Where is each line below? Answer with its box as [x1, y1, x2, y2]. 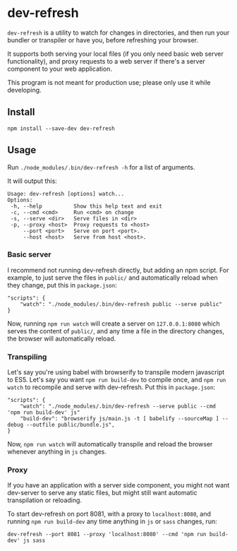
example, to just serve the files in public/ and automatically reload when [7, 273, 218, 282]
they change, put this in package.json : [7, 280, 118, 289]
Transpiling [7, 352, 47, 362]
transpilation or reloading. [7, 496, 83, 504]
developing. [7, 85, 42, 94]
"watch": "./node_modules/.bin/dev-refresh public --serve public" [20, 300, 222, 308]
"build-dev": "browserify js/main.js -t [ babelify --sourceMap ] [20, 415, 219, 422]
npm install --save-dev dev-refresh [7, 125, 115, 132]
